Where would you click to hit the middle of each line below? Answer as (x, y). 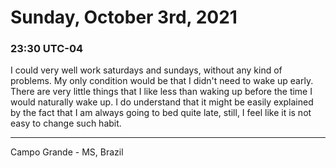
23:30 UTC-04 (47, 49)
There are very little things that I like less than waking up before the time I (161, 92)
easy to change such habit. (66, 123)
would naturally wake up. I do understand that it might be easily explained (162, 102)
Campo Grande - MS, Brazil (67, 152)
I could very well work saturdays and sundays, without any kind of (146, 70)
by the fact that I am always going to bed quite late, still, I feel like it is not (161, 113)
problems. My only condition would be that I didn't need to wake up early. (162, 81)
